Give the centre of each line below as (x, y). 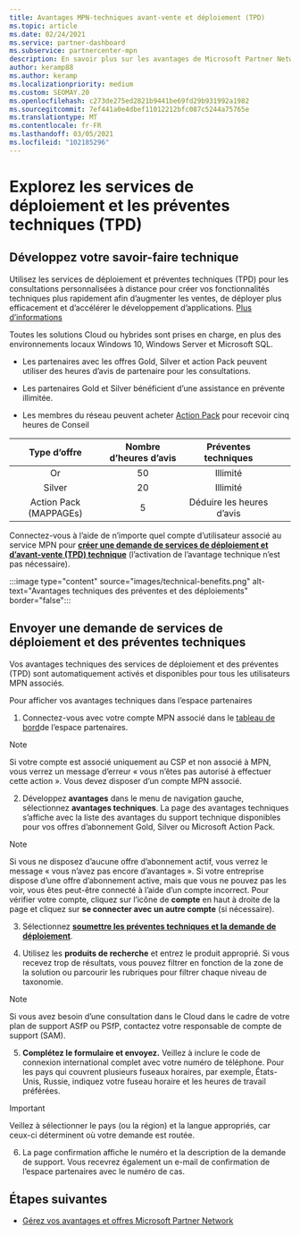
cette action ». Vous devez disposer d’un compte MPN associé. (126, 780)
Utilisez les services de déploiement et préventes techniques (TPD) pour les (149, 279)
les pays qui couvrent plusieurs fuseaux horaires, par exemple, (138, 1071)
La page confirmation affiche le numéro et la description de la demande (154, 1152)
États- (267, 1071)
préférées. (41, 1090)
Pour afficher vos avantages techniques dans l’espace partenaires (131, 700)
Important (27, 1108)
